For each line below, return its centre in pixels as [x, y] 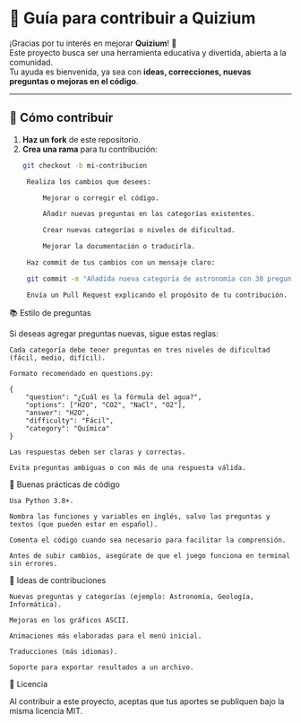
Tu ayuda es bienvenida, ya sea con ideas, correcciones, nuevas [130, 72]
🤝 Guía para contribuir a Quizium [133, 18]
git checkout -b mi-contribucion [85, 165]
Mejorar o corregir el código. [101, 198]
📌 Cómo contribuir [61, 118]
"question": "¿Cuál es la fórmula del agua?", [114, 397]
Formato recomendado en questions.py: [82, 373]
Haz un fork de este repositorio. [82, 139]
